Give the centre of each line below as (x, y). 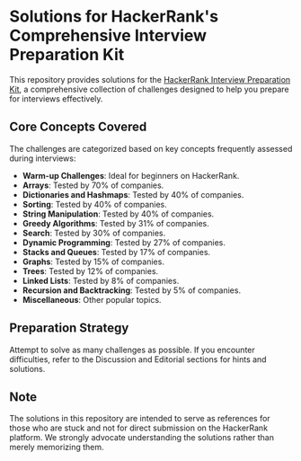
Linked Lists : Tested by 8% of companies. (101, 280)
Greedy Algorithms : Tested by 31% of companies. (115, 223)
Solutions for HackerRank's (114, 17)
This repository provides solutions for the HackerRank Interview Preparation (150, 79)
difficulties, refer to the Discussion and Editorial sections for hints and (138, 359)
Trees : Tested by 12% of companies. (90, 270)
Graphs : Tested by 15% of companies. (93, 262)
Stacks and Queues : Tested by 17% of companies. (116, 252)
